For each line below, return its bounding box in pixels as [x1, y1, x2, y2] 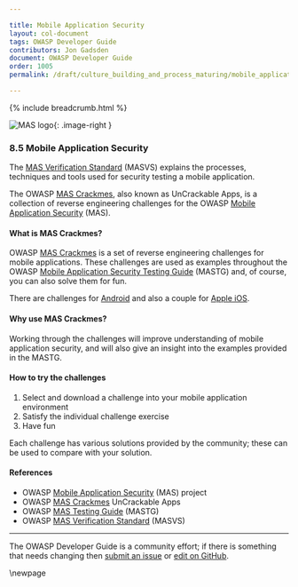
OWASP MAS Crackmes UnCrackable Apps [21, 496, 181, 507]
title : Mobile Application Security [9, 20, 145, 29]
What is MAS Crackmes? [9, 227, 103, 238]
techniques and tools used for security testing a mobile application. [9, 171, 255, 182]
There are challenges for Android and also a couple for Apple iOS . [9, 293, 250, 304]
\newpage [9, 567, 47, 578]
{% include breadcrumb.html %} [9, 102, 128, 113]
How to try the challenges [9, 372, 106, 383]
